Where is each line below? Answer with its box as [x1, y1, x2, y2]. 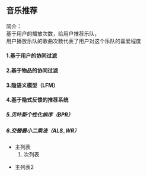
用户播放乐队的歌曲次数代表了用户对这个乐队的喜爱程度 [6, 37, 141, 45]
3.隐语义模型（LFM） [6, 81, 59, 89]
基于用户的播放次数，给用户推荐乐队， [6, 30, 100, 37]
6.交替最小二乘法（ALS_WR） [6, 127, 80, 134]
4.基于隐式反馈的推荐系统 [6, 96, 69, 103]
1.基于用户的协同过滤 [6, 52, 57, 59]
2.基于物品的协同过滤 [6, 67, 58, 74]
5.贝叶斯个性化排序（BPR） [6, 111, 73, 118]
